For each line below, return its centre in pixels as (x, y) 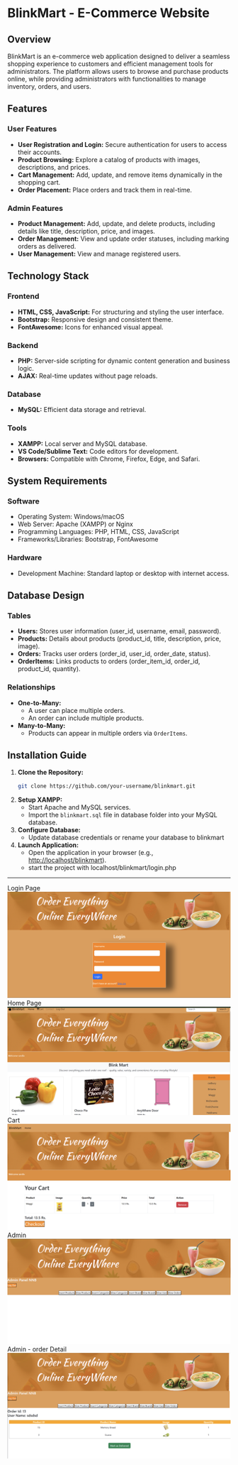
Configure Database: (49, 830)
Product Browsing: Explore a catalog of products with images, (109, 159)
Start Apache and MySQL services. (79, 807)
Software (24, 501)
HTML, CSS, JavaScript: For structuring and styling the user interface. (121, 312)
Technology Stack (48, 276)
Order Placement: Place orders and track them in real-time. (105, 190)
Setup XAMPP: (40, 800)
